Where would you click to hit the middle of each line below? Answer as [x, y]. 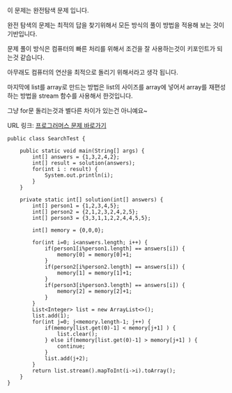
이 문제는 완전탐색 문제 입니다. [48, 10]
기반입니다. [22, 34]
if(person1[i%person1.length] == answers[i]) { [115, 249]
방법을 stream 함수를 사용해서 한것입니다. [77, 96]
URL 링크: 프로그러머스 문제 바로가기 [57, 125]
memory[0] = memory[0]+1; [94, 255]
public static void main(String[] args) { [82, 151]
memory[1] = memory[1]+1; [94, 273]
